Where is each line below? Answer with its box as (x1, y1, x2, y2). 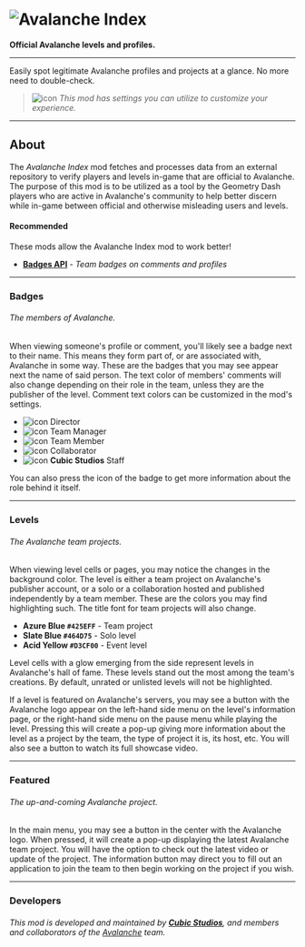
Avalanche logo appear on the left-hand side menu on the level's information (9, 704, 296, 715)
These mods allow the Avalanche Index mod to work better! (9, 241, 231, 252)
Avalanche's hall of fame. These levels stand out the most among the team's (9, 667, 295, 678)
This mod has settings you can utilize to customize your (58, 92, 269, 104)
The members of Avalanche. (9, 312, 116, 323)
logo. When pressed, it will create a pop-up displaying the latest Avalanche (9, 834, 290, 845)
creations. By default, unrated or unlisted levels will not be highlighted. (9, 677, 272, 688)
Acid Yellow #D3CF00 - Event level (22, 640, 148, 650)
